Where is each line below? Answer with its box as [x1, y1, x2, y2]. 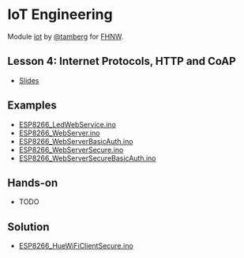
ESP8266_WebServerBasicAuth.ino [18, 136, 133, 146]
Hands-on [7, 176, 58, 189]
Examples [7, 99, 57, 112]
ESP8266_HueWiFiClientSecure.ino [18, 241, 133, 251]
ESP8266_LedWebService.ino [18, 120, 116, 129]
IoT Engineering [7, 6, 113, 24]
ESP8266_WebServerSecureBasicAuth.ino [18, 153, 156, 163]
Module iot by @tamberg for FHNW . [7, 32, 124, 41]
